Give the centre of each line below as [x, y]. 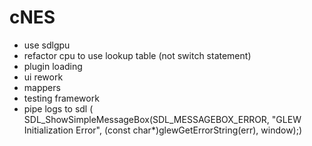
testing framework [61, 98]
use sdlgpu [47, 45]
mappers [42, 87]
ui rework [43, 77]
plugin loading [53, 66]
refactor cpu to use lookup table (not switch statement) [137, 55]
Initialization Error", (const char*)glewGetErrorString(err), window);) [163, 130]
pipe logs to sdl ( [58, 108]
